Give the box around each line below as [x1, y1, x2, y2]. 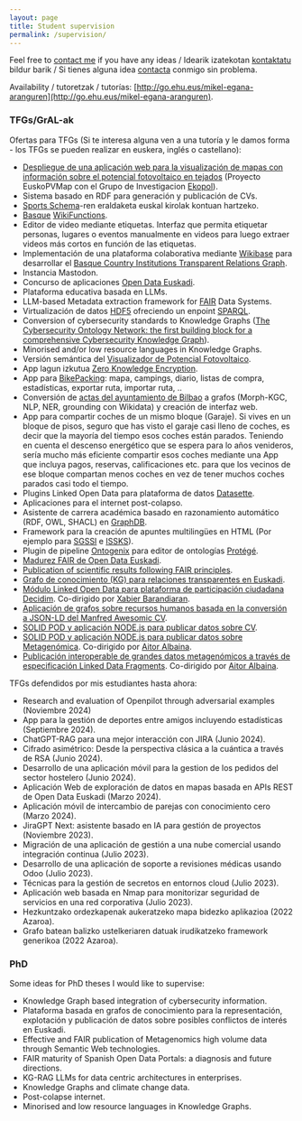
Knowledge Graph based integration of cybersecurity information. [22, 995, 268, 1006]
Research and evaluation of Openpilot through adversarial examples [22, 695, 275, 706]
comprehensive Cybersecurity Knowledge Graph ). [22, 334, 210, 345]
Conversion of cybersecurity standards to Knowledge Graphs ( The [22, 315, 270, 326]
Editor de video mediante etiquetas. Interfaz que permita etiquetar [22, 218, 269, 230]
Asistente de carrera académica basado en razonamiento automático [22, 506, 279, 517]
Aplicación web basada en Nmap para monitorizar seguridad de [22, 886, 260, 898]
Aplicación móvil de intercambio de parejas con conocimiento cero [22, 801, 270, 811]
